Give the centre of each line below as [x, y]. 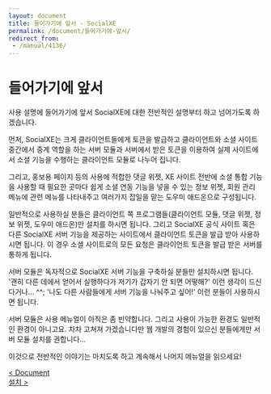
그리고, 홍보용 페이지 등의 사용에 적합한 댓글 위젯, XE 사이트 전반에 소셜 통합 [128, 177]
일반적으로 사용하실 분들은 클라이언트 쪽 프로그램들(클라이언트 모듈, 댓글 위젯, [131, 214]
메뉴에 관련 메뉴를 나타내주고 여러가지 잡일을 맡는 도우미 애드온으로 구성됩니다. [133, 197]
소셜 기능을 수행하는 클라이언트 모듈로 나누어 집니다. [99, 160]
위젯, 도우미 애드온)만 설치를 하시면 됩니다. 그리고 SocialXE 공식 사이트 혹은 [136, 224]
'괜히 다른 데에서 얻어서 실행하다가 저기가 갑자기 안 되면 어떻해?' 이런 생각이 [128, 282]
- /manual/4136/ [39, 46]
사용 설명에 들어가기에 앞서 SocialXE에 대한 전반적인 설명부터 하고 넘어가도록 [130, 112]
